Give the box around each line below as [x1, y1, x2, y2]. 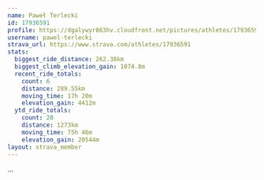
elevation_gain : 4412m [21, 99, 96, 107]
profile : [7, 26, 36, 34]
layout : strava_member [7, 143, 82, 151]
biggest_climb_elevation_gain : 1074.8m [14, 63, 146, 71]
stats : [7, 48, 29, 56]
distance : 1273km [21, 121, 79, 129]
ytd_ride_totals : [14, 107, 72, 115]
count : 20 [21, 114, 54, 122]
